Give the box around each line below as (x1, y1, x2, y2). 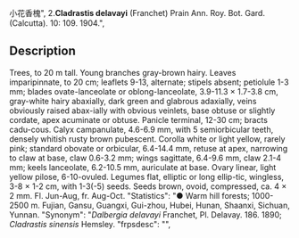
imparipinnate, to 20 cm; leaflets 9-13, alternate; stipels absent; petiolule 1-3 (9, 77, 289, 87)
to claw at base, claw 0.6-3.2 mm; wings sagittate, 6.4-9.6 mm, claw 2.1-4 (9, 152, 282, 163)
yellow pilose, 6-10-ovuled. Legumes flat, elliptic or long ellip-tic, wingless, (9, 171, 284, 182)
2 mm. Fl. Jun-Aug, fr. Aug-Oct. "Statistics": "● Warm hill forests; (9, 190, 250, 201)
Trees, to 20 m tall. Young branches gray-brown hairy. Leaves (9, 67, 237, 78)
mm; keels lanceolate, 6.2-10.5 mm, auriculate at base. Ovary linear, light (9, 161, 277, 172)
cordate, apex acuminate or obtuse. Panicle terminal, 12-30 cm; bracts (9, 114, 268, 125)
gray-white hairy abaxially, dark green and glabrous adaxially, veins (9, 95, 257, 106)
